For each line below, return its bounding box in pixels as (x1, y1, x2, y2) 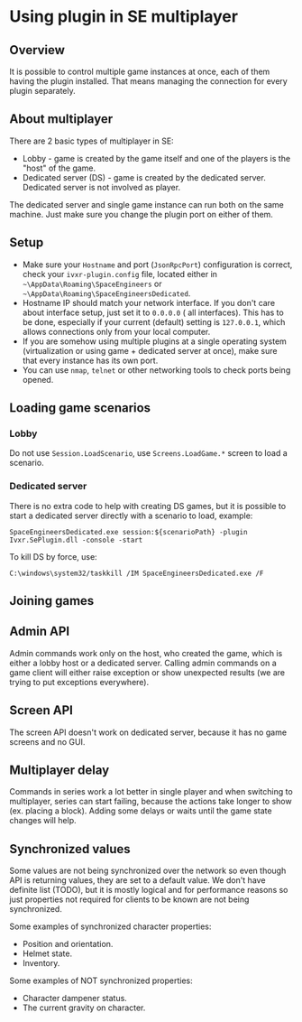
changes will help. (9, 815, 77, 826)
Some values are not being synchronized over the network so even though (9, 865, 287, 877)
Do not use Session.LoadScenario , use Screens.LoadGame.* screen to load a (9, 448, 288, 459)
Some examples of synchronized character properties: (9, 921, 212, 932)
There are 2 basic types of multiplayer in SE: (9, 135, 174, 146)
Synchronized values (9, 841, 131, 857)
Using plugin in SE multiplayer (9, 6, 239, 27)
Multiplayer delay (9, 763, 110, 778)
